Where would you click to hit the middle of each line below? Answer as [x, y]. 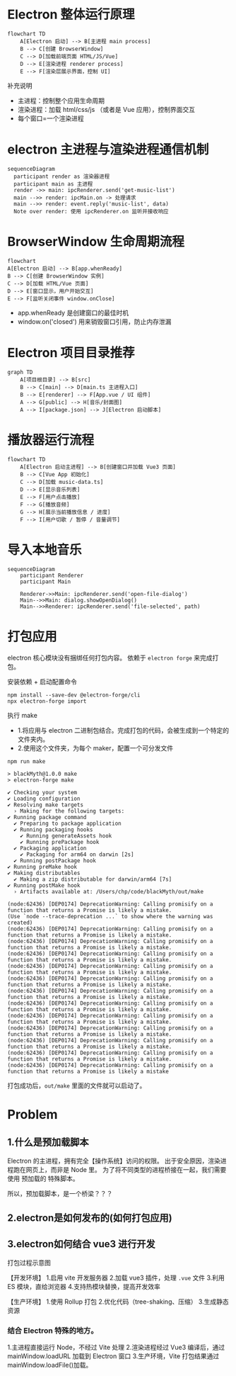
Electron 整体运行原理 [71, 15]
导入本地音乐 [45, 549]
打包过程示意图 [29, 1263]
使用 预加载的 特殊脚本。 [43, 1178]
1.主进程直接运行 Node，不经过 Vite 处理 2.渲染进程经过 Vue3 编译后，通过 [116, 1348]
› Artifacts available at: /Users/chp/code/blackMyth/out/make [108, 891]
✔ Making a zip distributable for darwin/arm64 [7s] [93, 879]
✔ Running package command [47, 817]
